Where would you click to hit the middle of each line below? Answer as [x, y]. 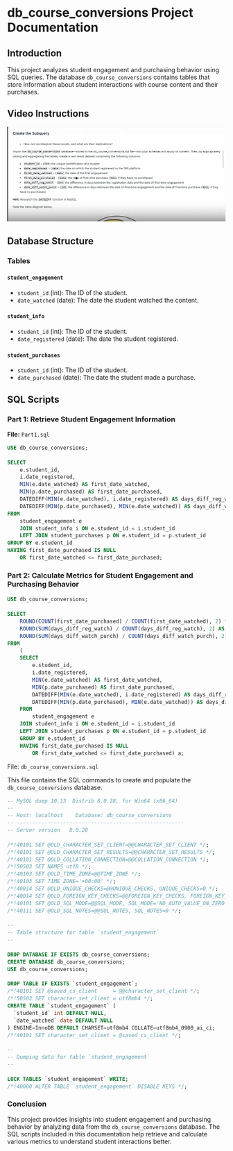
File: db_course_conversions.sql [53, 766]
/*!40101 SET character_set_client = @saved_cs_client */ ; [94, 1035]
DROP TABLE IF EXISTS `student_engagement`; [72, 984]
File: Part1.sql [28, 434]
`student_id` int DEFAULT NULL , [60, 1013]
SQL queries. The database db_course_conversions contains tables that [109, 77]
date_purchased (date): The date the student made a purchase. [106, 378]
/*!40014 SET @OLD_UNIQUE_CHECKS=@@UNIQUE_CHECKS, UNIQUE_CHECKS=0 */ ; [113, 889]
